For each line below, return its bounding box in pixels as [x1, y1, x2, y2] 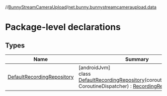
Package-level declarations [5, 22, 121, 33]
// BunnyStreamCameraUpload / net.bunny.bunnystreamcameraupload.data [5, 4, 157, 10]
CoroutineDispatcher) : [79, 83, 132, 90]
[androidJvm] [79, 64, 111, 71]
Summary [125, 56, 149, 62]
